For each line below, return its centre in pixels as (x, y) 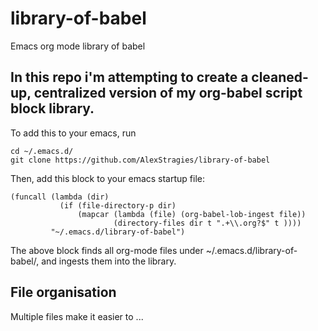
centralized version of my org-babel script (168, 93)
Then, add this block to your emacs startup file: (107, 178)
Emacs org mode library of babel (78, 46)
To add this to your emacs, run (73, 133)
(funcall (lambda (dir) (60, 197)
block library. (52, 108)
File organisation (63, 292)
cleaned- (280, 77)
